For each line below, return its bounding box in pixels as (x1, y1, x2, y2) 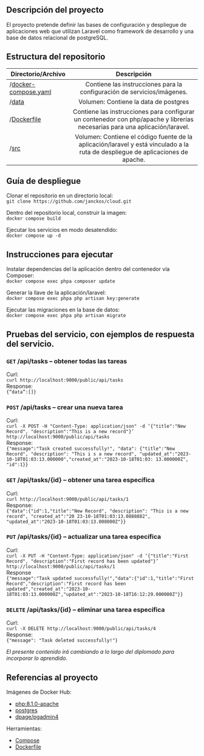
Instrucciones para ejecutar (6, 249, 114, 259)
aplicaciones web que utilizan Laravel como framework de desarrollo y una (6, 27, 194, 35)
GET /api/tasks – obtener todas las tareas (6, 357, 127, 365)
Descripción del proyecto (6, 5, 104, 15)
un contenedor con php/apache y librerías (73, 115, 194, 124)
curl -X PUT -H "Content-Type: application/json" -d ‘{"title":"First (6, 553, 189, 559)
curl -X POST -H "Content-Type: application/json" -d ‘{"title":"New (6, 423, 186, 430)
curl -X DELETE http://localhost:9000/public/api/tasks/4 (6, 626, 156, 632)
